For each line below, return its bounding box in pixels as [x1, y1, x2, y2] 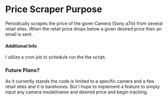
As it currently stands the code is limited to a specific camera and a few [5, 78, 155, 84]
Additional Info [5, 43, 37, 49]
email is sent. [5, 31, 33, 37]
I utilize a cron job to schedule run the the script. [5, 54, 106, 60]
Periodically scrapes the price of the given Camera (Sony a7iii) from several [5, 20, 163, 26]
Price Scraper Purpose [5, 4, 102, 15]
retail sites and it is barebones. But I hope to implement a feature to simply [5, 84, 160, 90]
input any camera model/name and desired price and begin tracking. [5, 89, 148, 95]
